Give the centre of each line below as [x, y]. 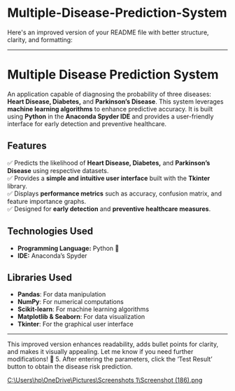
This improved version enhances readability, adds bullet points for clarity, [113, 344]
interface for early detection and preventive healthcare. [87, 123]
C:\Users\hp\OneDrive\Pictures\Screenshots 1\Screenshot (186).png [105, 380]
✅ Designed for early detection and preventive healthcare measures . [109, 209]
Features [27, 146]
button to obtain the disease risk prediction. [70, 366]
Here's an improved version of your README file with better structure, [108, 32]
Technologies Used [50, 232]
